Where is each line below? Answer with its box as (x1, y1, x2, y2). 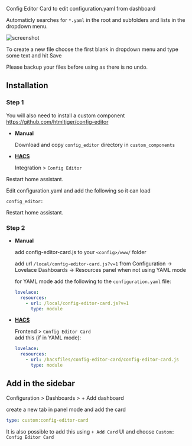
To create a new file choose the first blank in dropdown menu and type (6, 46, 178, 53)
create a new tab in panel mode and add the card (6, 406, 126, 413)
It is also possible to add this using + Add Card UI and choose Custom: (6, 428, 175, 435)
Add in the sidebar (6, 378, 76, 389)
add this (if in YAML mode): (14, 334, 82, 341)
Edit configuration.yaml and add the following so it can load (6, 187, 151, 194)
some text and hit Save (6, 52, 62, 59)
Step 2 (6, 223, 25, 232)
